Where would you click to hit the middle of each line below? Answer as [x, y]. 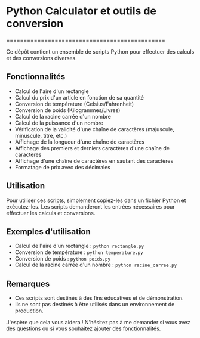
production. [29, 311]
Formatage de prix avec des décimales [62, 167]
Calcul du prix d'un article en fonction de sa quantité [79, 97]
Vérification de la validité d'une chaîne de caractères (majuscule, [95, 129]
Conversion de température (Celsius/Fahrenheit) [74, 104]
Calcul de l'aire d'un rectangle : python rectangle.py [79, 246]
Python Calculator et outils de [81, 11]
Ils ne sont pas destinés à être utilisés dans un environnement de [95, 305]
